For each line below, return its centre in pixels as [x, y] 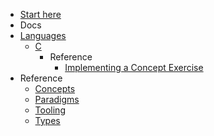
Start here [40, 14]
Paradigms [57, 99]
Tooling [50, 110]
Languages [43, 35]
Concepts [55, 88]
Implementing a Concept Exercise [134, 67]
